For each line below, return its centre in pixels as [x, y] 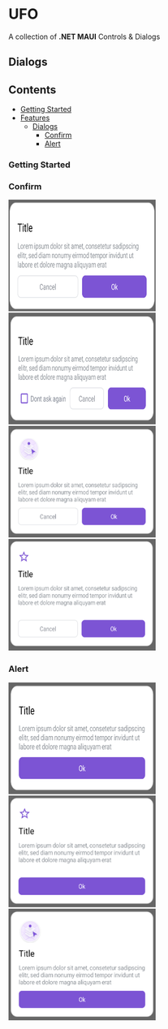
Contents [32, 90]
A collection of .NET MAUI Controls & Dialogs [84, 37]
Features [35, 118]
